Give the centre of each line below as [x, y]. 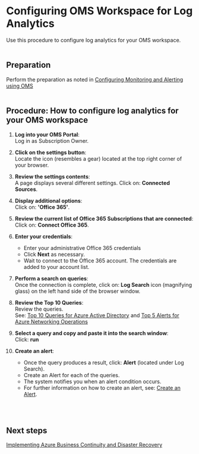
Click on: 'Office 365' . [42, 207]
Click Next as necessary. [54, 254]
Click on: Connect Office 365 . [52, 225]
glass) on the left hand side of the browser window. [78, 291]
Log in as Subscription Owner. [52, 140]
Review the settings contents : [52, 176]
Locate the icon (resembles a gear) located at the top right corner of [98, 158]
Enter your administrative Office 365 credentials [82, 248]
